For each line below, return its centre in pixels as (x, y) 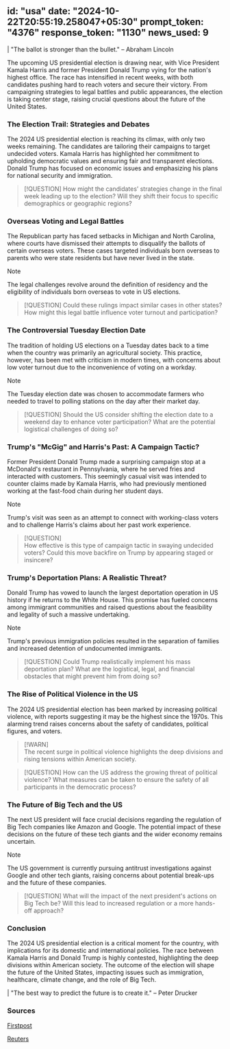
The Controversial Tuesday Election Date (76, 330)
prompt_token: (172, 22)
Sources (21, 1011)
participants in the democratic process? (80, 787)
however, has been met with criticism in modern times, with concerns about (114, 360)
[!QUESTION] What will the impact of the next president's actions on (120, 896)
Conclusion (27, 928)
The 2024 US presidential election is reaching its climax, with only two (106, 139)
